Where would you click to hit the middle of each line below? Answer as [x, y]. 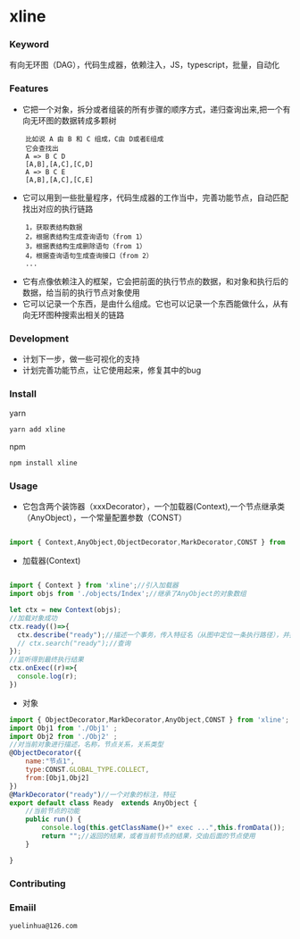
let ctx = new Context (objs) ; [66, 610]
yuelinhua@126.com [43, 926]
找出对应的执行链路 [58, 208]
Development [39, 339]
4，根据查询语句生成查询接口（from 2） [89, 256]
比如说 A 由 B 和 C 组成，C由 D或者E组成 [95, 139]
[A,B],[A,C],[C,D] [59, 164]
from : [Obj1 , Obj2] [58, 778]
